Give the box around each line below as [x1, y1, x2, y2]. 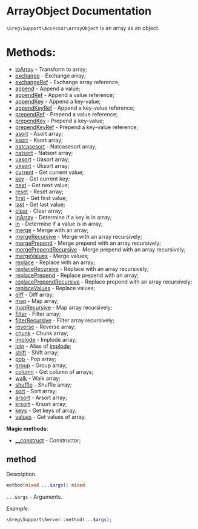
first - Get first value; [15, 194, 68, 201]
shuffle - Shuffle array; [15, 381, 72, 388]
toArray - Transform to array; [15, 65, 88, 73]
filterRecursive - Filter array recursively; [15, 316, 115, 324]
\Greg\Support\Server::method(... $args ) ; [6, 516, 113, 522]
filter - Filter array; [15, 310, 61, 318]
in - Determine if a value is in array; [15, 220, 103, 227]
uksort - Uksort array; [15, 162, 70, 169]
